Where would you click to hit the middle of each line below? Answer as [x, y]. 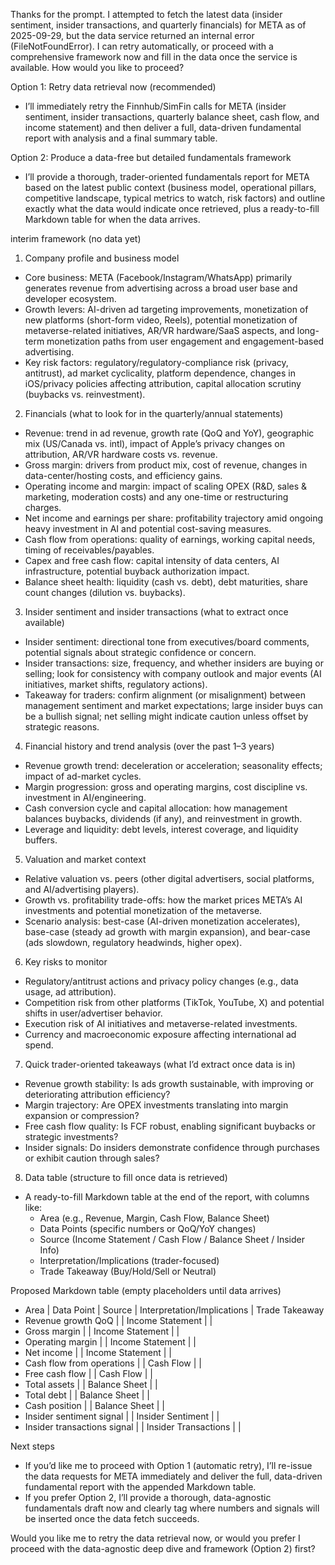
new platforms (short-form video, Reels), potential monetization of [161, 320]
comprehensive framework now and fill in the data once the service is [154, 57]
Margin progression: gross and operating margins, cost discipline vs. [166, 787]
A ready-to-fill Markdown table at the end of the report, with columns [167, 1197]
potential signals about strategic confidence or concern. [140, 652]
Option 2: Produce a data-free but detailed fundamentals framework [151, 157]
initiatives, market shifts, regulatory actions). [116, 684]
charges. [43, 507]
